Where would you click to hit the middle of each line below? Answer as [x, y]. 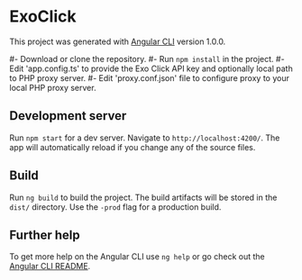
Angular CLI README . [50, 266]
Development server [68, 116]
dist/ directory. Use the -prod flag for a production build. [115, 207]
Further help [45, 235]
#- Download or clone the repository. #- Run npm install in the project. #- [147, 59]
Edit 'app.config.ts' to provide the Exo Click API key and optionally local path [151, 68]
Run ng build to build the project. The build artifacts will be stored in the [143, 197]
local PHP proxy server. [53, 87]
